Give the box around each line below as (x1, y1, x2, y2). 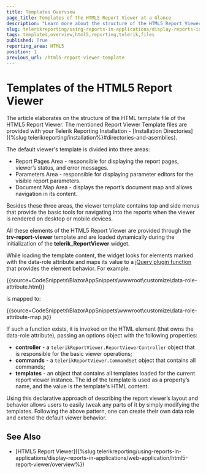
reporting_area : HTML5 (6, 43, 64, 50)
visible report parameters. (15, 177, 81, 184)
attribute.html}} (6, 283, 45, 290)
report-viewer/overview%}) (15, 461, 85, 468)
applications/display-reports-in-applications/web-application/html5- (15, 454, 188, 462)
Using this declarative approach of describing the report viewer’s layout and (6, 394, 198, 402)
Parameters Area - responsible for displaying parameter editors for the (15, 170, 194, 178)
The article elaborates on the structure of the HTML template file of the (6, 114, 186, 121)
